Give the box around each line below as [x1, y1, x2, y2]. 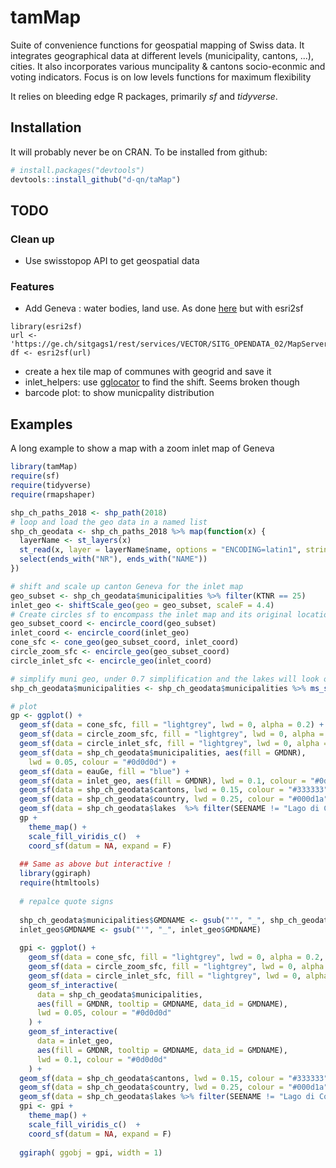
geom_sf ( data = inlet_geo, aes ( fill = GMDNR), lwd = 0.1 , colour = [19, 776, 307, 786]
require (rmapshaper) [10, 489, 97, 500]
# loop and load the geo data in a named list [10, 517, 208, 527]
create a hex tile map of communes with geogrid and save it [24, 366, 272, 378]
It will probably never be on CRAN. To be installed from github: [10, 146, 268, 158]
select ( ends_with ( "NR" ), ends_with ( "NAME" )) [19, 554, 208, 565]
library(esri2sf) [10, 322, 83, 332]
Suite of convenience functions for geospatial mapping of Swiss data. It [10, 39, 305, 51]
